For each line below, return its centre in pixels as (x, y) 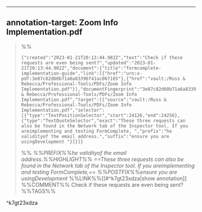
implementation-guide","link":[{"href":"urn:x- (81, 73)
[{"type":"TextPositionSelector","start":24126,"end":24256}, (100, 115)
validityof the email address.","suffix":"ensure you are (95, 136)
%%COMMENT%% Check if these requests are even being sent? (102, 184)
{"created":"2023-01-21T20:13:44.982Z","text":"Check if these (102, 58)
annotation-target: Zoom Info (62, 23)
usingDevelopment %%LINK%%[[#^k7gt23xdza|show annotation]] (104, 178)
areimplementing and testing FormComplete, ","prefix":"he (96, 131)
